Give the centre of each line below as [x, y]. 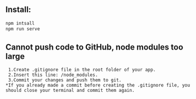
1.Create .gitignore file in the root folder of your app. [82, 70]
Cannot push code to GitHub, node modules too [94, 47]
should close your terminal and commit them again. [70, 91]
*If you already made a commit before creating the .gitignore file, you [98, 85]
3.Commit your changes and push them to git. [65, 80]
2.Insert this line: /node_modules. [53, 75]
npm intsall [20, 23]
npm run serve [23, 29]
